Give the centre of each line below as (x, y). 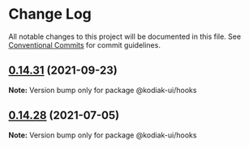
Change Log (50, 14)
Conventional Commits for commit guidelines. (84, 44)
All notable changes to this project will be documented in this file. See (125, 36)
